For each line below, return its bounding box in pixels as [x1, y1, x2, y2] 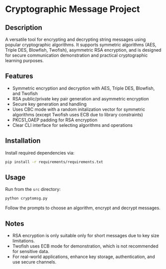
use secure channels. [12, 259, 57, 265]
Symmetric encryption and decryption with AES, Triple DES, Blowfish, [12, 85, 155, 91]
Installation [5, 137, 41, 145]
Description [5, 23, 42, 32]
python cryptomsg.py [5, 196, 48, 201]
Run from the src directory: [5, 186, 61, 192]
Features [5, 72, 33, 81]
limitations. [12, 238, 35, 244]
